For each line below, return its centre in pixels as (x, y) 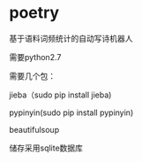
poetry (34, 13)
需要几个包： (32, 76)
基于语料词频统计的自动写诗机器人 (71, 38)
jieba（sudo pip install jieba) (60, 95)
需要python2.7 (35, 57)
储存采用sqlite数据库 (46, 148)
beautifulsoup (34, 129)
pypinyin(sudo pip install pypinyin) (71, 112)
